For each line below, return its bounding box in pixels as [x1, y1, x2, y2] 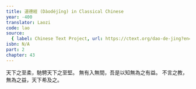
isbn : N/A [6, 42, 30, 47]
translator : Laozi [6, 19, 51, 25]
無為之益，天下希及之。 [6, 76, 62, 83]
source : [6, 30, 25, 36]
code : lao [6, 25, 30, 31]
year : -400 [6, 14, 33, 20]
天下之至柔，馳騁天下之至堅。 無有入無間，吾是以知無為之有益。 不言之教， [6, 69, 188, 76]
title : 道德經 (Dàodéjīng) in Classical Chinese [6, 8, 124, 15]
